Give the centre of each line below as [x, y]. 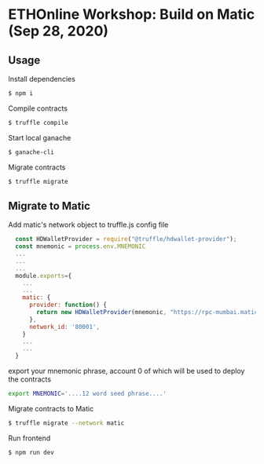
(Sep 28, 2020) [58, 31]
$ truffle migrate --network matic [66, 423]
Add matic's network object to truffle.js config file [88, 225]
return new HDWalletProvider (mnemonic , [102, 312]
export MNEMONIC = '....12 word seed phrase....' [88, 394]
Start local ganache [40, 137]
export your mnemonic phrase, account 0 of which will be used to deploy [126, 371]
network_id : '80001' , [64, 327]
